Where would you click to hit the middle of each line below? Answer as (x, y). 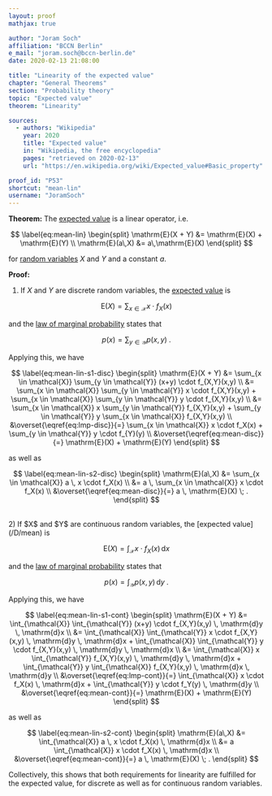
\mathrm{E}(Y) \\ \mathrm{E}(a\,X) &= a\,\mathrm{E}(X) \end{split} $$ (136, 243)
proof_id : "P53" (36, 181)
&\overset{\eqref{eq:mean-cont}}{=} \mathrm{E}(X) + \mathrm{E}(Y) (136, 693)
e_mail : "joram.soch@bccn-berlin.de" (72, 54)
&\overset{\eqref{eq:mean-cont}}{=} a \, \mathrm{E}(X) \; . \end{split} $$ (136, 759)
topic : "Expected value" (50, 98)
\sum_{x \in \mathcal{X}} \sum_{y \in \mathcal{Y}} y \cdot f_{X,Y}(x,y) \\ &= (136, 398)
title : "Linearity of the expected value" (81, 76)
